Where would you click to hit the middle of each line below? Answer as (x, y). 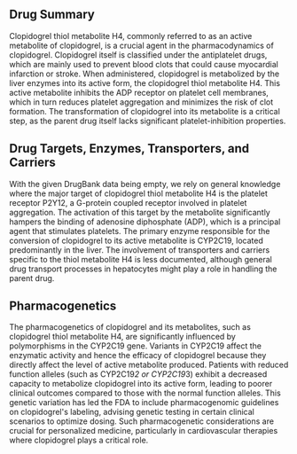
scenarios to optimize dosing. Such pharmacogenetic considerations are (142, 421)
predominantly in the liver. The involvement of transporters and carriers (140, 250)
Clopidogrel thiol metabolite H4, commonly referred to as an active (131, 35)
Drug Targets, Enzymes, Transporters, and (129, 149)
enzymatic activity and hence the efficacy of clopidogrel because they (138, 356)
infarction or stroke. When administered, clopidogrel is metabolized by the (145, 74)
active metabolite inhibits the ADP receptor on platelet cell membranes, (139, 92)
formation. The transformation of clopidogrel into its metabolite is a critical (145, 111)
